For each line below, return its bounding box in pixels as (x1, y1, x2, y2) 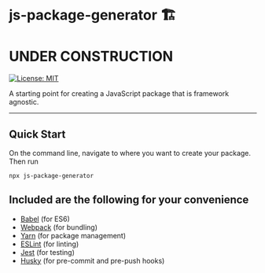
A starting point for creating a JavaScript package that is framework (9, 89, 230, 98)
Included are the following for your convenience (9, 194, 249, 207)
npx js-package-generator (9, 172, 94, 179)
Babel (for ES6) (20, 214, 70, 223)
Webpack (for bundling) (20, 222, 98, 232)
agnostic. (9, 98, 39, 107)
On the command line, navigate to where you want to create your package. (9, 148, 251, 157)
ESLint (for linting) (20, 239, 79, 249)
